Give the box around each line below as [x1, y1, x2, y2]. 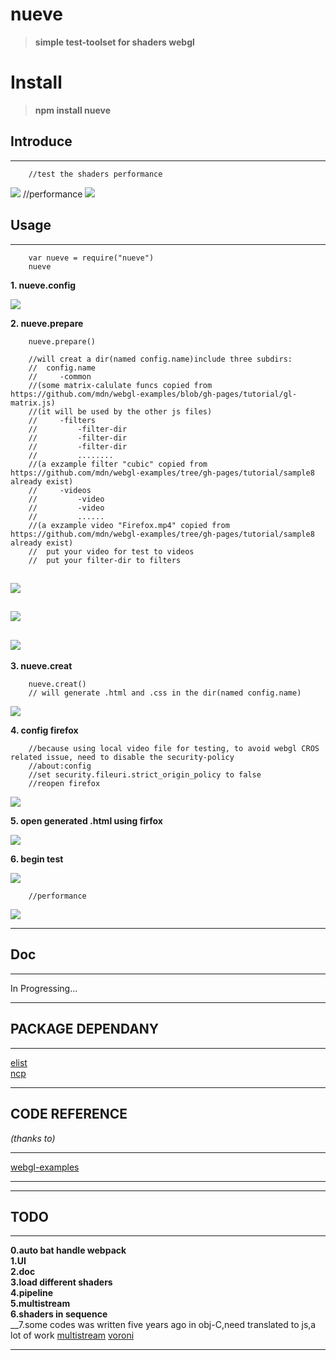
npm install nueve [34, 104, 112, 116]
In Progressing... [10, 982, 78, 994]
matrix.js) [10, 398, 56, 408]
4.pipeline [10, 1287, 54, 1299]
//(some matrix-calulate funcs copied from [28, 380, 213, 390]
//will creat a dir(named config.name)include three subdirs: [28, 354, 293, 364]
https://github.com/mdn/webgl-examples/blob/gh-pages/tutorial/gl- [10, 389, 298, 399]
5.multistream [10, 1298, 71, 1310]
